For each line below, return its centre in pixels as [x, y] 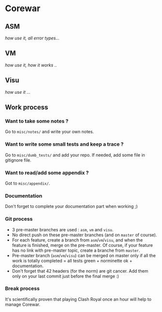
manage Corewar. [23, 304]
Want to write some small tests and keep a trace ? [64, 144]
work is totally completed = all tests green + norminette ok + [72, 260]
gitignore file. [18, 160]
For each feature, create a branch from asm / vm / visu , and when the [77, 240]
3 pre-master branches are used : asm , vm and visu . [63, 229]
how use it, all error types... [32, 38]
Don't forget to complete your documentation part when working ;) [71, 207]
